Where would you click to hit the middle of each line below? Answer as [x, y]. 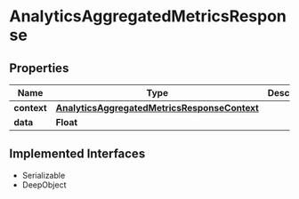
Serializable [44, 175]
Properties [39, 68]
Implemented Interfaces [77, 154]
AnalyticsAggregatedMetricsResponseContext [158, 108]
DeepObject [44, 185]
